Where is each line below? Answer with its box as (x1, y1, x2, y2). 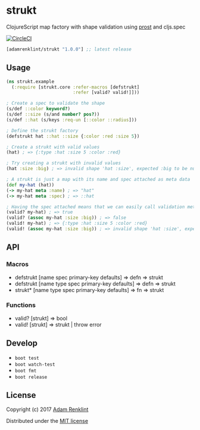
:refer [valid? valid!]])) (72, 90, 140, 96)
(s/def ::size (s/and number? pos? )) (6, 111, 100, 117)
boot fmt (14, 368, 37, 373)
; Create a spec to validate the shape (6, 101, 105, 106)
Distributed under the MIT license (6, 418, 88, 425)
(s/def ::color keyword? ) (6, 106, 70, 112)
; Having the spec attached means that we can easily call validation (6, 203, 185, 210)
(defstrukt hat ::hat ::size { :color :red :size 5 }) (6, 133, 140, 139)
